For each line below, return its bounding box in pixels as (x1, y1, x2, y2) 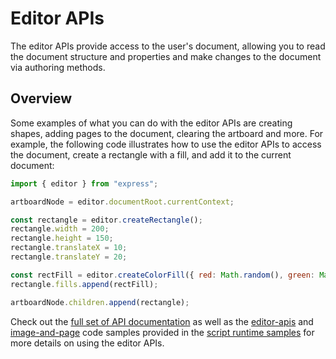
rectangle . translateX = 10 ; (10, 243, 128, 253)
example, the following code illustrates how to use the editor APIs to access (10, 138, 322, 150)
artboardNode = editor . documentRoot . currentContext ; (10, 197, 235, 207)
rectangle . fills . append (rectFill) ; (10, 279, 159, 289)
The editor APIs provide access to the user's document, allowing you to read (10, 40, 326, 52)
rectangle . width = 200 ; (10, 224, 110, 234)
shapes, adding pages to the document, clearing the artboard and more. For (10, 127, 324, 139)
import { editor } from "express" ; (10, 178, 159, 189)
